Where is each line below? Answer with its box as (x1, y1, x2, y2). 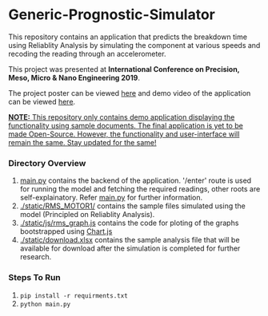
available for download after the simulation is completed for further (19, 243, 241, 253)
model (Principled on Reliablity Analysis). (19, 210, 155, 219)
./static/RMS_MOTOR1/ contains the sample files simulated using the (19, 201, 246, 211)
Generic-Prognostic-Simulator (8, 6, 216, 24)
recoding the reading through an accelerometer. (8, 49, 166, 58)
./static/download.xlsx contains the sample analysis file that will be (19, 235, 240, 245)
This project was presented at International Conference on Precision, (8, 64, 240, 73)
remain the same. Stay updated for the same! (8, 137, 158, 147)
